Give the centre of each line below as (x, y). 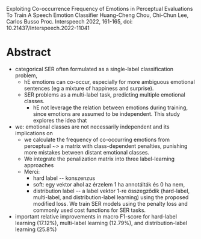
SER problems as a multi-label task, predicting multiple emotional (104, 94)
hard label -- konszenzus (64, 178)
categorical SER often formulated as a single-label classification (94, 69)
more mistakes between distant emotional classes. (86, 152)
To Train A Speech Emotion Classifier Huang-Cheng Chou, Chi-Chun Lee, (97, 15)
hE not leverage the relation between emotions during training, (110, 107)
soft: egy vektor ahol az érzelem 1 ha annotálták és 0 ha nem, (109, 184)
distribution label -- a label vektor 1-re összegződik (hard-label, (111, 191)
